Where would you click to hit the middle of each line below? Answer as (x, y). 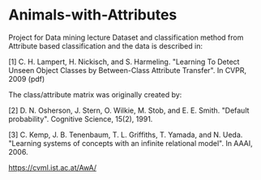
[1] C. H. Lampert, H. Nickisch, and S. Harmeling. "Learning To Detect (124, 62)
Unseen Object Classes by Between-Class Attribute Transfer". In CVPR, (128, 70)
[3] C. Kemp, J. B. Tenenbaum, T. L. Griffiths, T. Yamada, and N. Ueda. (126, 135)
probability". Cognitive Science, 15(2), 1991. (81, 118)
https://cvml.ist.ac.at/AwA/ (53, 167)
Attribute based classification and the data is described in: (105, 45)
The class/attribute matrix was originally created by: (95, 94)
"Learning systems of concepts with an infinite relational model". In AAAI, (130, 143)
